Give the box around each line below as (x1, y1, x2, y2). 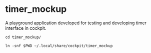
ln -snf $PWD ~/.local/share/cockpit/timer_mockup (5, 43, 113, 48)
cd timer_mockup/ (5, 35, 41, 40)
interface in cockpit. (5, 25, 46, 31)
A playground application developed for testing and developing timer (5, 20, 146, 26)
